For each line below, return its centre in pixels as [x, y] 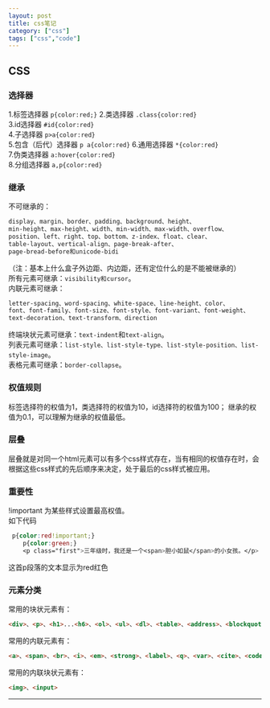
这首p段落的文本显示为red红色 [58, 567]
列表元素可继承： [37, 345]
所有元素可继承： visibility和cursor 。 [72, 278]
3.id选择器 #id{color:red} [51, 124]
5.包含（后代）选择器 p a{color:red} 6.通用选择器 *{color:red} [114, 144]
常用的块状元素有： [40, 609]
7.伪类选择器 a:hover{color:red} [62, 154]
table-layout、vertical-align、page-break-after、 [93, 244]
